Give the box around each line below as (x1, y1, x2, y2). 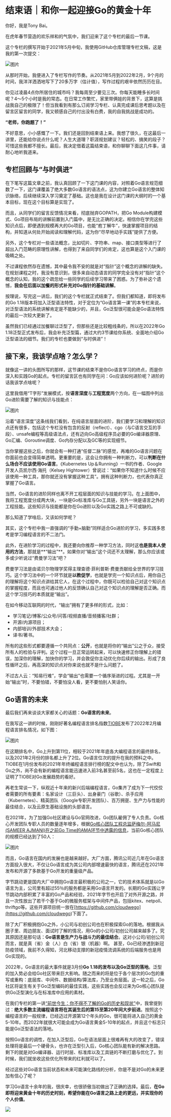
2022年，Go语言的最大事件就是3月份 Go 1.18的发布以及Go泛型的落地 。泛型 (5, 964, 162, 970)
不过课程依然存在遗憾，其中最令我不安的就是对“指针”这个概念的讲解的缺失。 (5, 263, 165, 269)
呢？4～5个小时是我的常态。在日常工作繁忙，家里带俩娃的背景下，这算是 (5, 95, 158, 102)
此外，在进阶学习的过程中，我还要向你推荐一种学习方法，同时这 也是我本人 (5, 542, 161, 548)
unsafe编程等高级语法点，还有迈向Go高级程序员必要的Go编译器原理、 (16, 431, 163, 437)
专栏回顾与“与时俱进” (5, 165, 73, 174)
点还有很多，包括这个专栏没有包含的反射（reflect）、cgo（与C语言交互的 (5, 424, 157, 431)
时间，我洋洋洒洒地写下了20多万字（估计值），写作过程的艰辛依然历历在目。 (5, 78, 165, 84)
